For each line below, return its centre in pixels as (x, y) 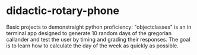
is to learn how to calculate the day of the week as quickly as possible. (93, 46)
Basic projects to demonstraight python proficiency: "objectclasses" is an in (99, 27)
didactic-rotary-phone (63, 11)
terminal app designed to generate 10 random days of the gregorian (89, 33)
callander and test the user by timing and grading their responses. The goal (98, 39)
